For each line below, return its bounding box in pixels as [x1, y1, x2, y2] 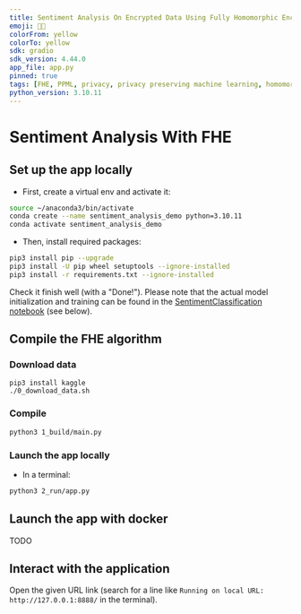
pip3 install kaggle [9, 378, 87, 388]
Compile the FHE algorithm [9, 332, 163, 347]
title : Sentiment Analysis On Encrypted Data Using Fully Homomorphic [9, 13, 279, 22]
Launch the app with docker [9, 512, 168, 527]
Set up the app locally [9, 162, 133, 177]
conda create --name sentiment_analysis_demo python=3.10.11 [9, 212, 243, 221]
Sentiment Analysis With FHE [9, 126, 233, 147]
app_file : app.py [9, 64, 74, 73]
